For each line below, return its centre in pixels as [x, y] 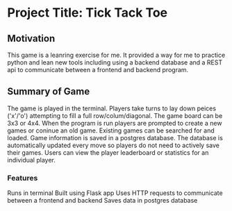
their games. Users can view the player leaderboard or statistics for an [108, 152]
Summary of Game [49, 92]
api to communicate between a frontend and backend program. [98, 70]
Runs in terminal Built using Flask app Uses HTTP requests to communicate [115, 193]
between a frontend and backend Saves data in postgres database [102, 201]
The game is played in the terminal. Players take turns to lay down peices [112, 108]
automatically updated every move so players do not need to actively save [114, 145]
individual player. [31, 160]
